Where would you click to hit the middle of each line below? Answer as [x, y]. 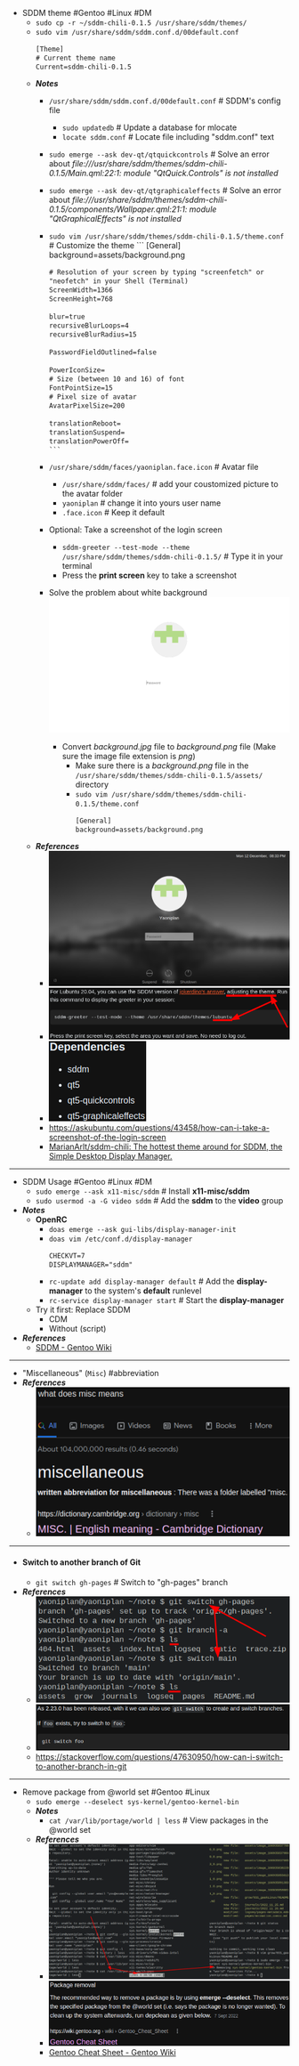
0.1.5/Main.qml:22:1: [85, 173]
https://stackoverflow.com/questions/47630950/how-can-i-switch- [159, 1757]
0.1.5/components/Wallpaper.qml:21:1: [118, 209]
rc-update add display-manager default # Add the [141, 1281]
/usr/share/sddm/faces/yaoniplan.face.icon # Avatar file [154, 467]
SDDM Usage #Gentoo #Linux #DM [87, 1181]
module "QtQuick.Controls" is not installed [201, 173]
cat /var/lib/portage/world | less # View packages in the [158, 1820]
